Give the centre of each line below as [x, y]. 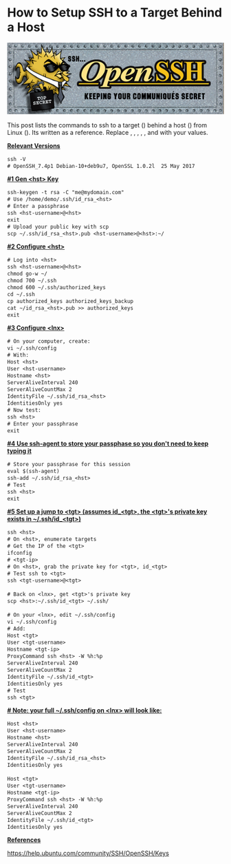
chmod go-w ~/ [27, 274]
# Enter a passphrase [38, 207]
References [24, 840]
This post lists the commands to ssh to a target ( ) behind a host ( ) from [107, 125]
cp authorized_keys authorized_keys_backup [70, 302]
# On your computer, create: [49, 341]
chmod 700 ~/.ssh [32, 281]
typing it [20, 451]
